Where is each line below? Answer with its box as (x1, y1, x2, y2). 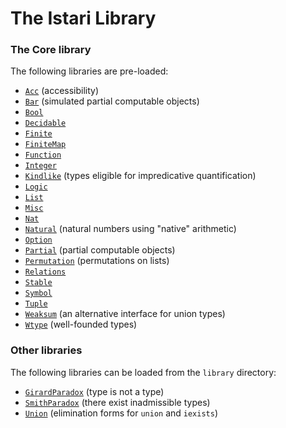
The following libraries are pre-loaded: (10, 65, 169, 77)
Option (24, 235, 53, 246)
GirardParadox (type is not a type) (24, 385, 165, 397)
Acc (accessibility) (24, 85, 100, 97)
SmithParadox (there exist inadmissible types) (24, 396, 211, 408)
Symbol (24, 288, 53, 299)
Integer (24, 161, 57, 171)
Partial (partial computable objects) (24, 244, 176, 256)
